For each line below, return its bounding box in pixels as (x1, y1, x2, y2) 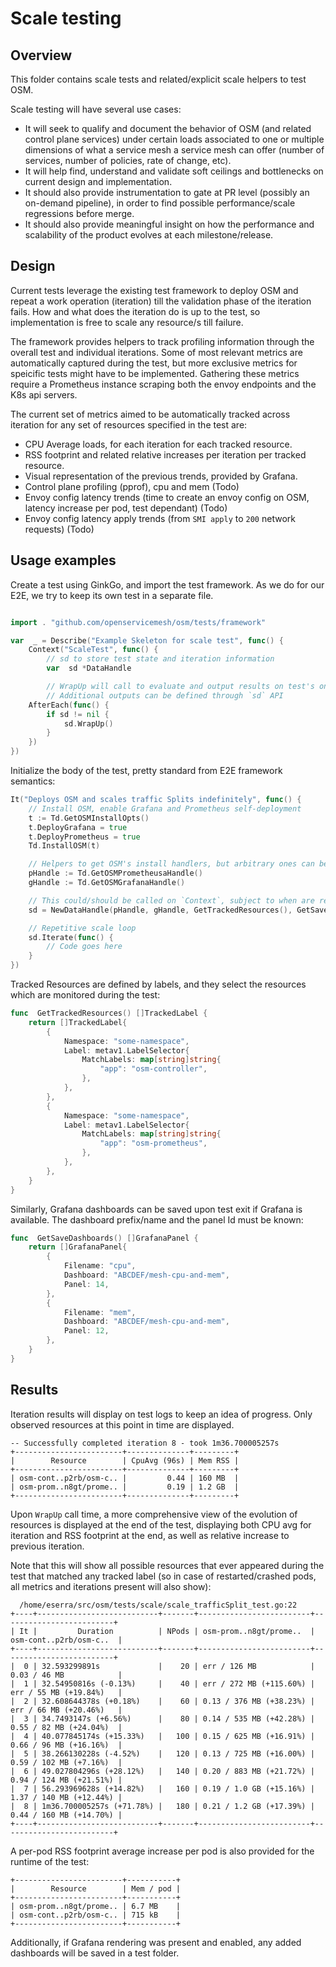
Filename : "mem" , (63, 1307, 137, 1317)
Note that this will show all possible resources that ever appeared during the (10, 1559, 325, 1571)
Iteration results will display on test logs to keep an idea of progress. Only (10, 1408, 313, 1420)
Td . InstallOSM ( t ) (28, 841, 101, 851)
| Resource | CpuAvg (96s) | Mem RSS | (10, 1455, 240, 1466)
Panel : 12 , (63, 1326, 110, 1336)
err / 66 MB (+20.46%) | (10, 1705, 123, 1715)
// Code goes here (46, 942, 123, 952)
